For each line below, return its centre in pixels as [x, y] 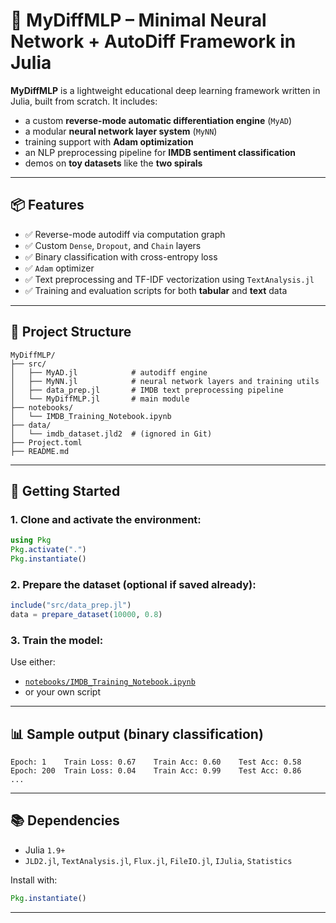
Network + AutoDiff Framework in [153, 41]
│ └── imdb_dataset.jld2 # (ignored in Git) [111, 434]
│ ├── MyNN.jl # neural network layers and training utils [165, 381]
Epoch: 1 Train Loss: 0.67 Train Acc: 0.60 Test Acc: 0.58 [156, 762]
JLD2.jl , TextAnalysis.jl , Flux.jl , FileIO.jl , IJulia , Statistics [158, 860]
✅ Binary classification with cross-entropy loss [121, 256]
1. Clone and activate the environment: [106, 519]
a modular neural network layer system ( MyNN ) [121, 131]
